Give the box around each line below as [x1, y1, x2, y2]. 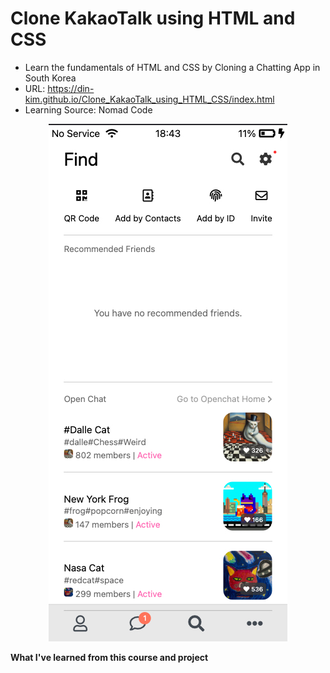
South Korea [24, 72, 77, 84]
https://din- [47, 82, 95, 94]
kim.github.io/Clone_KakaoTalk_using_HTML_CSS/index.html [24, 93, 275, 105]
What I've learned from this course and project [10, 651, 209, 663]
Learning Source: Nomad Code [24, 103, 153, 116]
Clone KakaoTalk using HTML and [10, 7, 296, 30]
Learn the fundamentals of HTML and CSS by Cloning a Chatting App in [24, 61, 321, 73]
